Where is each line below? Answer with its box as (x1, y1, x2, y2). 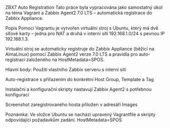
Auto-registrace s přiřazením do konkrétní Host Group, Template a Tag (5, 76, 154, 82)
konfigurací (5, 92, 29, 97)
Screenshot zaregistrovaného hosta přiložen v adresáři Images (5, 101, 138, 108)
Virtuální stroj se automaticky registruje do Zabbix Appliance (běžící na (5, 46, 155, 52)
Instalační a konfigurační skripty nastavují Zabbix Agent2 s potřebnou (5, 86, 152, 92)
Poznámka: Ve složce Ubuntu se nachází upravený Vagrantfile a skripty (5, 112, 156, 117)
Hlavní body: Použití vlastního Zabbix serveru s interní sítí (5, 66, 126, 72)
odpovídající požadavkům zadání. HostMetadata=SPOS (5, 117, 122, 123)
